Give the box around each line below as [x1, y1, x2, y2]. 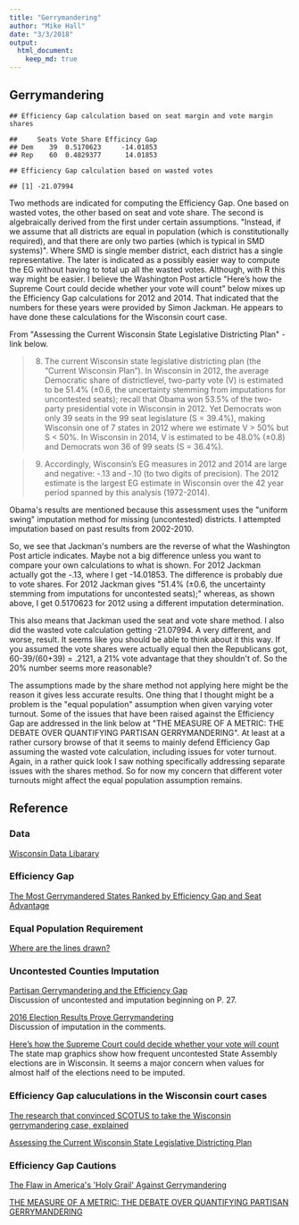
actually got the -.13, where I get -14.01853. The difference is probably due [9, 569, 283, 579]
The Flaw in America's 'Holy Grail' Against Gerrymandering [9, 1179, 227, 1190]
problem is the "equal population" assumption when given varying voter [9, 698, 274, 709]
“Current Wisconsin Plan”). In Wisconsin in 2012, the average [44, 365, 270, 376]
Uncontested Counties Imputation [9, 965, 160, 977]
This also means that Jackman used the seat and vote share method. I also [9, 614, 285, 626]
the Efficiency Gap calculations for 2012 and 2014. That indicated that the [9, 292, 279, 303]
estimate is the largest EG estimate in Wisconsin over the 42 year [44, 477, 284, 488]
